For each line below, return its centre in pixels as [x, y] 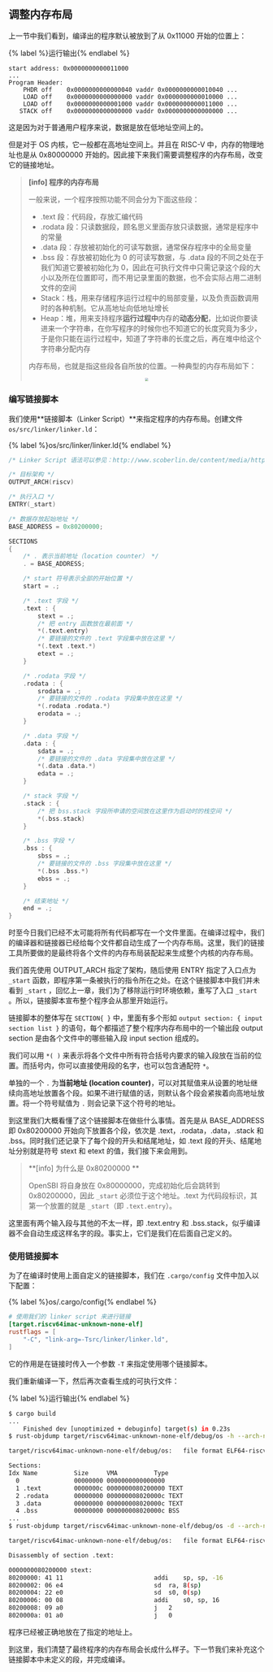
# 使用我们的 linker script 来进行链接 [70, 1317]
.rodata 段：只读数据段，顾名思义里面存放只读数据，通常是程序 [146, 227]
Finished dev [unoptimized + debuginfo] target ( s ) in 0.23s [127, 1429]
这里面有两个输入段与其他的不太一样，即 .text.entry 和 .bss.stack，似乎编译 [135, 1223]
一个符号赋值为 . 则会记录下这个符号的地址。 [105, 1103]
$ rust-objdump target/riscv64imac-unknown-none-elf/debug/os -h [121, 1436]
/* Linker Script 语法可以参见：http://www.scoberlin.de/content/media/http [137, 460]
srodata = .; [60, 691]
